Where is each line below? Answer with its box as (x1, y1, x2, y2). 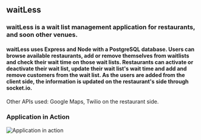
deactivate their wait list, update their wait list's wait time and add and (6, 65, 187, 72)
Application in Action (6, 113, 70, 121)
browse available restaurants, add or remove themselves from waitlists (6, 52, 189, 59)
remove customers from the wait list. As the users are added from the (6, 71, 185, 78)
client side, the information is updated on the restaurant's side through (6, 78, 189, 85)
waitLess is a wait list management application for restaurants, (6, 23, 196, 32)
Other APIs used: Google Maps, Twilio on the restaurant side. (6, 98, 159, 105)
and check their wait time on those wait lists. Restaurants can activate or (6, 58, 194, 65)
